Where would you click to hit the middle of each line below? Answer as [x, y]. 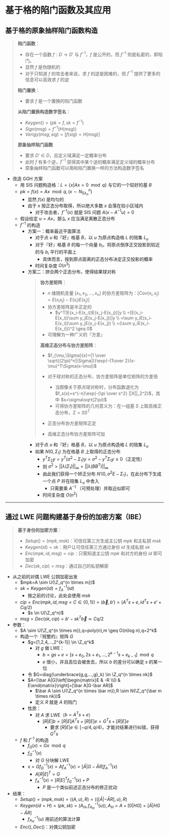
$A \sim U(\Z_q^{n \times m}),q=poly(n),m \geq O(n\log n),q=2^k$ [89, 631]
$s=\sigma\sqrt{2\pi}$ [84, 400]
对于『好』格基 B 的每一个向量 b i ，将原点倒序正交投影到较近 [97, 245]
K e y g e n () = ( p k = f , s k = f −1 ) [54, 122]
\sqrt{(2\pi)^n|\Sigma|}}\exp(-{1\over [86, 361]
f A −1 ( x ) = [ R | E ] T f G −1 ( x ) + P [62, 780]
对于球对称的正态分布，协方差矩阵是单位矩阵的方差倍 [103, 377]
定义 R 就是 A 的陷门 [56, 702]
